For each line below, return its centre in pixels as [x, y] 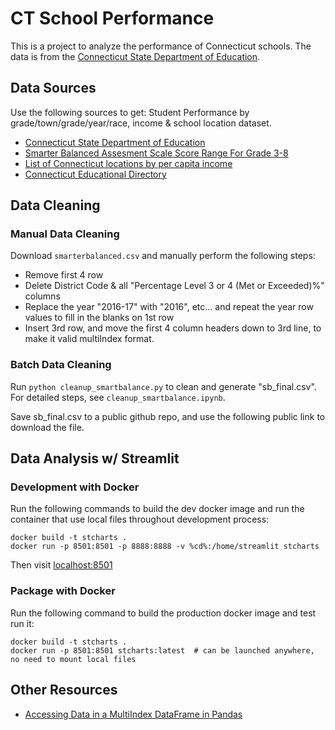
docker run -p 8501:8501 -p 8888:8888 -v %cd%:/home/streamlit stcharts [165, 547]
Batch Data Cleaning [61, 365]
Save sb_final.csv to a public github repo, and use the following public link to [168, 416]
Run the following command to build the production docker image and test [163, 613]
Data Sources [53, 88]
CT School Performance [112, 18]
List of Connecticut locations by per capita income [128, 163]
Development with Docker [75, 487]
